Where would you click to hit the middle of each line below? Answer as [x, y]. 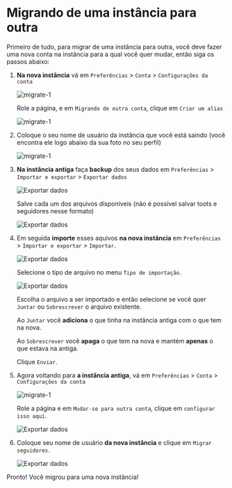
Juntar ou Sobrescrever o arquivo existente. [79, 307]
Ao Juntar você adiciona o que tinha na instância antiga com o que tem [119, 320]
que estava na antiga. [47, 348]
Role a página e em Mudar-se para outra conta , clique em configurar [116, 408]
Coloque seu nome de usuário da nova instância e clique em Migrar [114, 442]
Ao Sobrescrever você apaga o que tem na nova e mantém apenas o [115, 341]
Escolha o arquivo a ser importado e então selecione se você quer [111, 299]
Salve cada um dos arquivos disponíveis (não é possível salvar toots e [117, 204]
